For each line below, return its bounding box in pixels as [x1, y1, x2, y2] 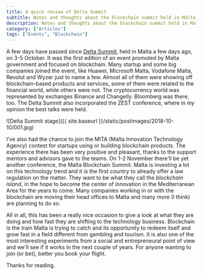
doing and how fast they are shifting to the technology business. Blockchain [6, 218, 195, 225]
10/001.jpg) [6, 124, 34, 131]
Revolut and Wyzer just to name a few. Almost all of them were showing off [6, 74, 193, 81]
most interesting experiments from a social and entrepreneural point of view [6, 237, 195, 245]
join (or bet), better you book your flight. [6, 250, 106, 257]
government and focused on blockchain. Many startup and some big [6, 61, 177, 68]
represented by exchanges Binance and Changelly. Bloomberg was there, [6, 93, 189, 100]
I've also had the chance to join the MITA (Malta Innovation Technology [6, 135, 183, 143]
